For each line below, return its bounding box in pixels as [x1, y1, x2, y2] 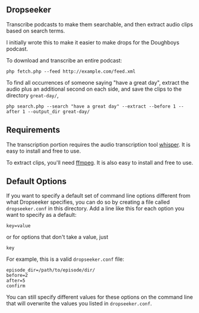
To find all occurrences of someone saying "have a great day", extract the [6, 79, 189, 86]
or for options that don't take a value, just [6, 234, 108, 241]
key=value [6, 223, 31, 229]
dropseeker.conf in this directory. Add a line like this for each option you [6, 205, 185, 212]
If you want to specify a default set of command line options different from [6, 192, 191, 199]
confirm [6, 283, 26, 289]
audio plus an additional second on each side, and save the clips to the [6, 85, 182, 93]
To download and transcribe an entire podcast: [6, 56, 122, 64]
